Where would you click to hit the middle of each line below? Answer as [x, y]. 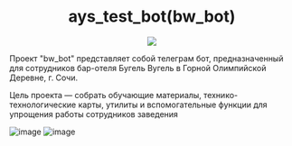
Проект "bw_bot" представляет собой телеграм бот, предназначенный [146, 58]
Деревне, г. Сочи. [44, 78]
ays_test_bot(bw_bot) [152, 17]
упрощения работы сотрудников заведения [94, 114]
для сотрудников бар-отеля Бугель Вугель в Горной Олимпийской [138, 68]
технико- [220, 95]
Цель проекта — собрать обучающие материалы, [105, 95]
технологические [43, 105]
